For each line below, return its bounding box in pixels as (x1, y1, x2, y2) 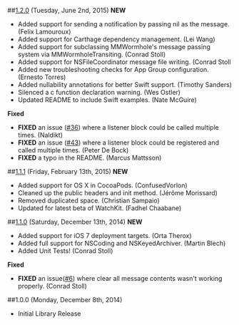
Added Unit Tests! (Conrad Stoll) (17, 247, 113, 255)
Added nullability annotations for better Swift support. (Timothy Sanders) (17, 81, 233, 88)
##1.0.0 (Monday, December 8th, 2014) (7, 296, 123, 304)
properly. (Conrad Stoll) (17, 282, 88, 290)
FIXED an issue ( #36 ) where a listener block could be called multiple (17, 123, 219, 131)
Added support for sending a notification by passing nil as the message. (17, 20, 230, 28)
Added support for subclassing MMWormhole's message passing (17, 43, 210, 51)
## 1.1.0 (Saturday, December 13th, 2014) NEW (7, 217, 143, 226)
